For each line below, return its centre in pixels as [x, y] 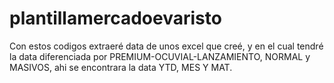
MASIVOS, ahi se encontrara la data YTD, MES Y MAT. [121, 67]
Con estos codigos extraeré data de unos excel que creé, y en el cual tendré [166, 46]
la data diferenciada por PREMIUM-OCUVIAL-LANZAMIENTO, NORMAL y [160, 56]
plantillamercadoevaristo [115, 18]
